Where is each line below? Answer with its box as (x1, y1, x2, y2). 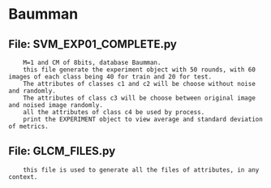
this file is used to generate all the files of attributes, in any (23, 165, 260, 174)
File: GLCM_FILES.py (8, 144, 116, 158)
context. (8, 173, 38, 181)
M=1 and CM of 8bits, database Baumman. (23, 58, 161, 66)
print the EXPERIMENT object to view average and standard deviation (23, 115, 264, 123)
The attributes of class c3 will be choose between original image (23, 94, 256, 102)
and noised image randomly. (8, 101, 104, 109)
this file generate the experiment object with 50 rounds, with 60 (23, 66, 256, 74)
